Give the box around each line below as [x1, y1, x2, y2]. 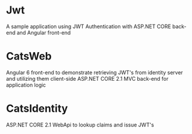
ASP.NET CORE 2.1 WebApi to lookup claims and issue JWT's [6, 121, 154, 128]
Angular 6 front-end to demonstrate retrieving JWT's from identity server [6, 68, 183, 76]
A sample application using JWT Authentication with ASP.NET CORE [6, 23, 171, 30]
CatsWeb [6, 50, 52, 63]
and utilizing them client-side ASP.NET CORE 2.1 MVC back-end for [6, 75, 169, 82]
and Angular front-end [16, 29, 71, 36]
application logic [6, 81, 46, 88]
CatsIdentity [6, 102, 68, 115]
